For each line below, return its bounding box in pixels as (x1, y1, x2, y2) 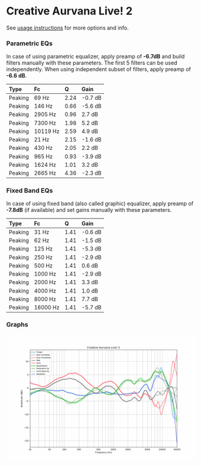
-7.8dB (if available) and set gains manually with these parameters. (6, 207, 172, 214)
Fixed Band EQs (6, 186, 53, 194)
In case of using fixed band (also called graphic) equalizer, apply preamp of (6, 200, 194, 207)
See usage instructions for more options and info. (6, 24, 129, 31)
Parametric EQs (6, 39, 53, 48)
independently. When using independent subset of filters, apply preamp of (6, 66, 191, 73)
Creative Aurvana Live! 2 (6, 4, 133, 18)
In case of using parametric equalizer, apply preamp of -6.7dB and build (6, 53, 185, 60)
